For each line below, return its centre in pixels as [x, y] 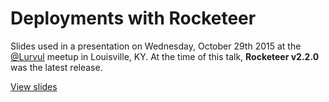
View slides [34, 86]
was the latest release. [56, 67]
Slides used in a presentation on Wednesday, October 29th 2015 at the [156, 46]
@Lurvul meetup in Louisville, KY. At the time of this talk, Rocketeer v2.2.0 [165, 56]
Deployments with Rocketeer [133, 18]
